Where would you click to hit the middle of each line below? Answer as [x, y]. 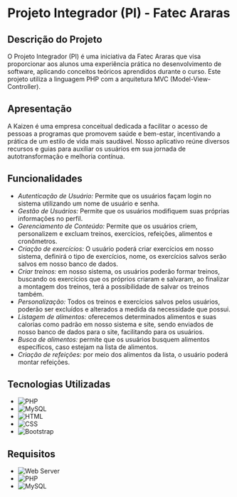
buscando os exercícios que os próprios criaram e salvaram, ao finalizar [123, 279]
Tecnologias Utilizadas [59, 384]
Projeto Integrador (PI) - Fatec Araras [119, 13]
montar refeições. [43, 362]
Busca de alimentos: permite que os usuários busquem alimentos [114, 339]
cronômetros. [37, 241]
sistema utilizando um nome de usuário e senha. [89, 203]
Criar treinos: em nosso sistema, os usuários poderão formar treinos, [119, 271]
